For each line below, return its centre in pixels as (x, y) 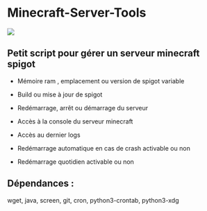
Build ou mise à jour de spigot (60, 94)
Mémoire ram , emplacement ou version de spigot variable (101, 81)
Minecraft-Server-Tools (77, 13)
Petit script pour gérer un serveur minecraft (104, 53)
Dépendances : (41, 184)
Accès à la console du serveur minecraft (75, 121)
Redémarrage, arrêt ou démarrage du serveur (82, 108)
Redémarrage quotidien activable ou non (75, 162)
